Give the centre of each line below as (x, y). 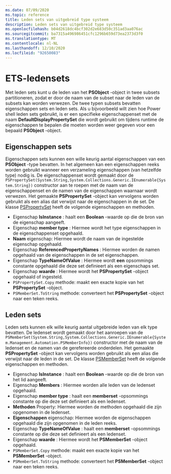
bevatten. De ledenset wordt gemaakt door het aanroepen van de (74, 333)
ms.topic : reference (27, 15)
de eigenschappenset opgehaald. (48, 233)
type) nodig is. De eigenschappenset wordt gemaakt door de (70, 175)
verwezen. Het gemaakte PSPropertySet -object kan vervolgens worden (82, 196)
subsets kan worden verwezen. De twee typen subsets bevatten (73, 104)
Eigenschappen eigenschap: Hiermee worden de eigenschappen (82, 418)
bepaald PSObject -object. (34, 131)
